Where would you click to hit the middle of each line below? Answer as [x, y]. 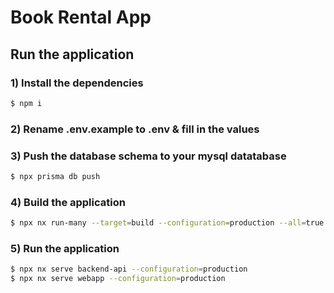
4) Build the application [68, 202]
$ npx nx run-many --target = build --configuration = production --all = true [167, 223]
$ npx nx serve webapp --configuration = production [118, 279]
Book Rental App [81, 17]
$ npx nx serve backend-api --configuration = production [129, 269]
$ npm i [26, 103]
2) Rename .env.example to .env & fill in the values [135, 129]
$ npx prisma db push [55, 176]
